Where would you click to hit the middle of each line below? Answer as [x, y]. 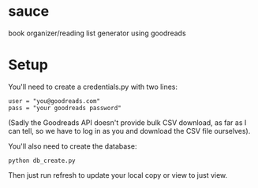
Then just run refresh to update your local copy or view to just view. [118, 175]
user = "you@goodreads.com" [54, 101]
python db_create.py [42, 160]
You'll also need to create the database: [73, 146]
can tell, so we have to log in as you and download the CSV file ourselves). [129, 131]
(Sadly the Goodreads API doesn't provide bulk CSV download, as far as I [127, 122]
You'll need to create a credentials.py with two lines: [93, 87]
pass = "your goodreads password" [65, 108]
